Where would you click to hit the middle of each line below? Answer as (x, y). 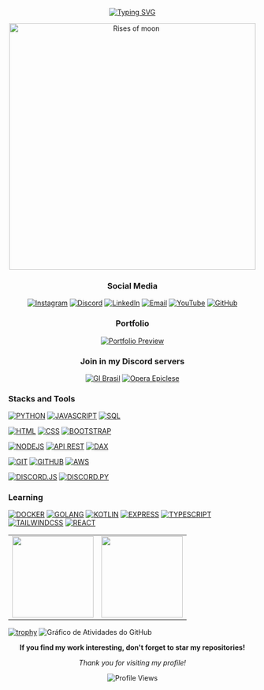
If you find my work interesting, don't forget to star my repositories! (132, 647)
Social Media (132, 285)
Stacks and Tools (42, 398)
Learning (26, 498)
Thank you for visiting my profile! (132, 663)
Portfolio (132, 323)
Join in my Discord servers (132, 361)
